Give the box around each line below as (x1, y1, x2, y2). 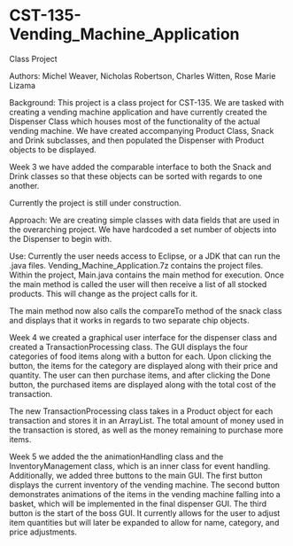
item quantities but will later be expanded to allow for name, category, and (9, 517, 280, 527)
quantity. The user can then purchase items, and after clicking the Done (9, 370, 271, 380)
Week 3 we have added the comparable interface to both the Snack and (9, 161, 272, 172)
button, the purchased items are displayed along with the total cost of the (9, 378, 276, 390)
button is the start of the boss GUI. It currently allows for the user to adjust (9, 507, 281, 519)
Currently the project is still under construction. (9, 197, 181, 208)
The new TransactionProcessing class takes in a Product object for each (9, 405, 274, 417)
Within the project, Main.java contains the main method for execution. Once (9, 269, 285, 280)
